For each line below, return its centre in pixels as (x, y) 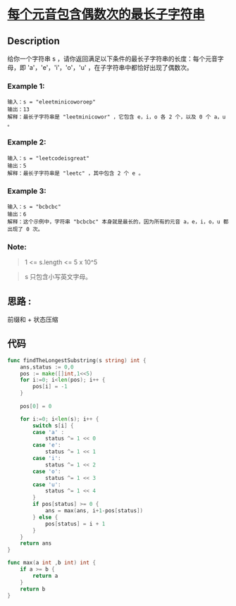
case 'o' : (47, 471)
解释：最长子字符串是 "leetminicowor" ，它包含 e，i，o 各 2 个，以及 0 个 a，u (117, 117)
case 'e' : (47, 445)
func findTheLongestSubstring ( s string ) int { (77, 360)
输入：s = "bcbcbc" (34, 206)
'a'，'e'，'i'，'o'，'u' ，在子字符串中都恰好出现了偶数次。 (110, 67)
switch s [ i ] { (53, 426)
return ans (36, 543)
